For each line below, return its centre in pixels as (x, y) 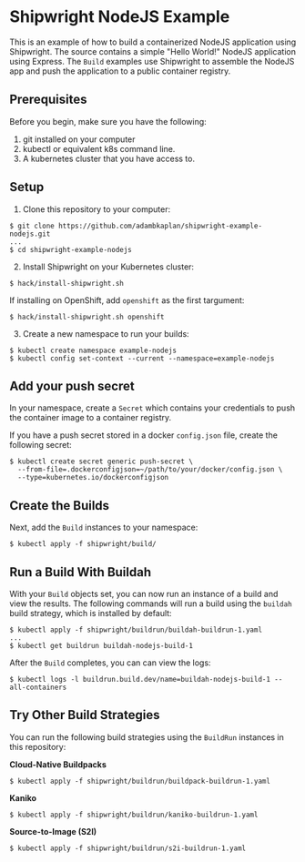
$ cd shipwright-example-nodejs (71, 249)
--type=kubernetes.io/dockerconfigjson (93, 478)
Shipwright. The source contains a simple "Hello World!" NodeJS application (152, 51)
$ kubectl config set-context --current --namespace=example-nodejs (142, 358)
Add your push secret (72, 385)
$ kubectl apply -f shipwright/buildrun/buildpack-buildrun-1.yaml (140, 781)
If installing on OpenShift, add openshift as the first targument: (127, 300)
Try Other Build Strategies (85, 715)
